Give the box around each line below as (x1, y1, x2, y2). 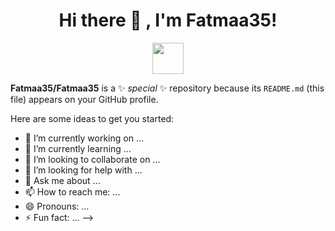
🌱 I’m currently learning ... (24, 142, 132, 154)
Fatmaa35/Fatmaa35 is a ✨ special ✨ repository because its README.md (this (10, 82, 325, 94)
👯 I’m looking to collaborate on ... (24, 153, 161, 165)
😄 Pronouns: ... (24, 200, 90, 212)
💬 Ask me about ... (24, 174, 101, 186)
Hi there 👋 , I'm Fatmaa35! (58, 9, 278, 32)
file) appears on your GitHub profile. (10, 93, 159, 105)
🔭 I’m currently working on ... (24, 132, 144, 144)
